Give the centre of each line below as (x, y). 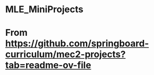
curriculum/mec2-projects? (66, 54)
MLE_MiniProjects (44, 9)
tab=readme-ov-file (48, 65)
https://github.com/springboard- (77, 44)
